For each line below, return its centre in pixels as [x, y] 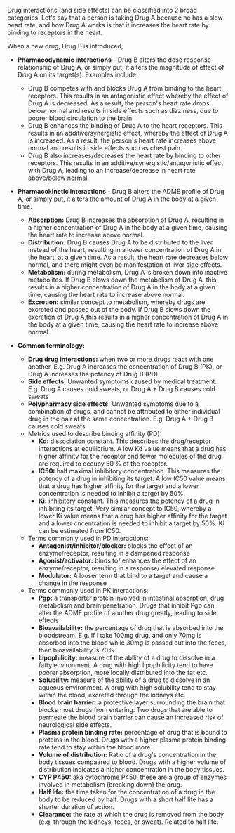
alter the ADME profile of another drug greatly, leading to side [128, 613]
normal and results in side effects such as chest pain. [105, 148]
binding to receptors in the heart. [55, 32]
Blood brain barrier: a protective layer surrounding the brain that [132, 702]
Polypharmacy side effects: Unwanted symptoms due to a [113, 404]
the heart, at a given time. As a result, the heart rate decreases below [128, 257]
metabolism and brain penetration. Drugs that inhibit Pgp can [126, 605]
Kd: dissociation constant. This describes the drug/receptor [125, 441]
